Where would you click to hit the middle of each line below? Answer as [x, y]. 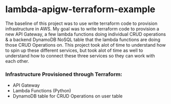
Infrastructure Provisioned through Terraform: [64, 74]
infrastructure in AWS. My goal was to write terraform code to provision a [82, 28]
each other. [17, 61]
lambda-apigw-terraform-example [80, 9]
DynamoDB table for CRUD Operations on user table [68, 96]
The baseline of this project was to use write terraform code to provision [81, 23]
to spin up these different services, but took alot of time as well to [74, 50]
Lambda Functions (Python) [42, 91]
